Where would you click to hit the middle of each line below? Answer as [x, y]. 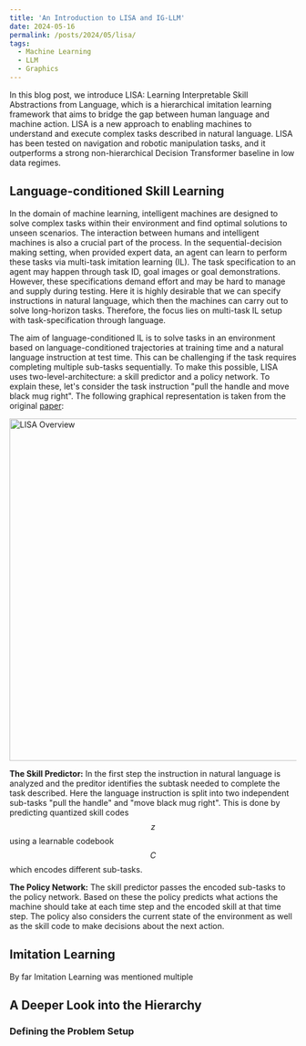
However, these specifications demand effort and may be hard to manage [148, 281]
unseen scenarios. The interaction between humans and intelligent [134, 233]
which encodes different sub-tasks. [76, 869]
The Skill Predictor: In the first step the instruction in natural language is [145, 773]
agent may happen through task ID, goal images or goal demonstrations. [145, 271]
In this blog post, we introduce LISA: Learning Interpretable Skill [129, 94]
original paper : [37, 405]
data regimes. [35, 162]
